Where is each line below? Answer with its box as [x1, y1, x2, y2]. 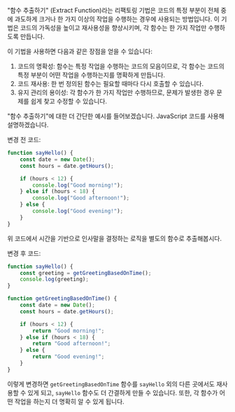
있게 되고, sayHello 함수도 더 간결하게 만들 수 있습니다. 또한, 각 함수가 [27, 388, 218, 397]
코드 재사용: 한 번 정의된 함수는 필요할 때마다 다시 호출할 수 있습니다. [17, 80, 204, 87]
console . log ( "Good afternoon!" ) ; [32, 194, 130, 201]
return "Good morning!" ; [32, 327, 105, 334]
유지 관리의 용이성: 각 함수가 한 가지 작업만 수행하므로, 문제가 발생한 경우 [17, 88, 215, 97]
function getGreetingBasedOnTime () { [7, 295, 117, 302]
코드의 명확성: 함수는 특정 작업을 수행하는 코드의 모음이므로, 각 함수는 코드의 [17, 62, 225, 70]
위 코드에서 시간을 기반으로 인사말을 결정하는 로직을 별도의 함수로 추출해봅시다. [7, 234, 222, 243]
